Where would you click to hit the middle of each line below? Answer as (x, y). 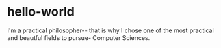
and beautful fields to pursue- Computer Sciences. (79, 37)
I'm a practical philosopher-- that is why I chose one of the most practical (110, 30)
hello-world (41, 12)
